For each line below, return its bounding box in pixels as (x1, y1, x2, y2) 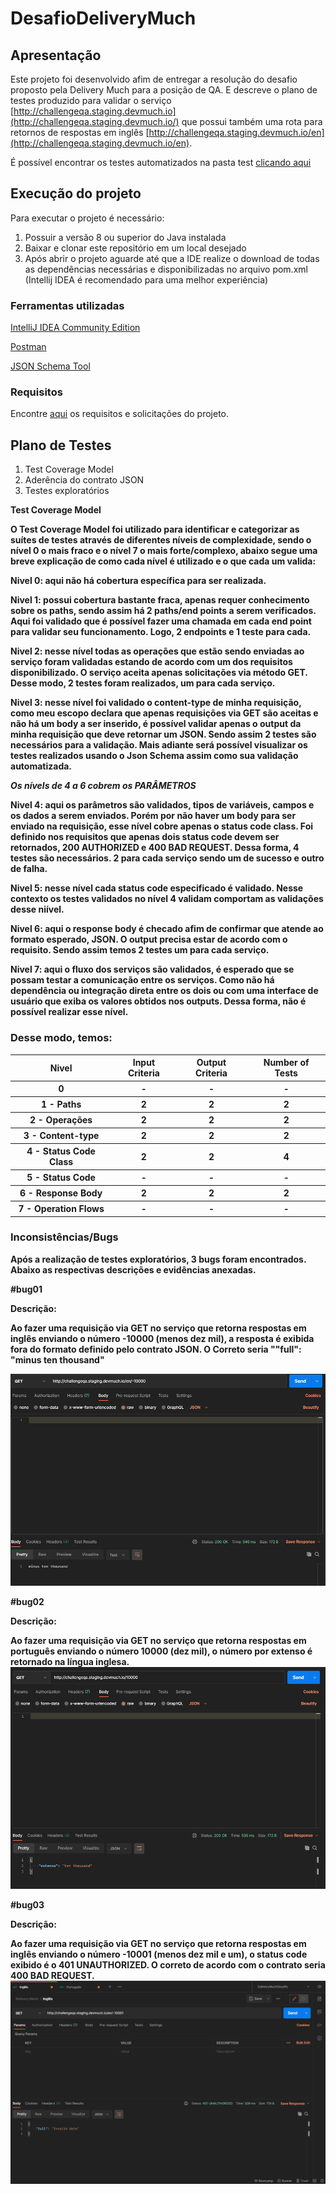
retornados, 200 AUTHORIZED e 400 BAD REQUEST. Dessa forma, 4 (10, 842, 300, 854)
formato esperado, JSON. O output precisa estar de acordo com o (10, 933, 288, 946)
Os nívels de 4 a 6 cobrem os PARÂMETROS (10, 780, 197, 792)
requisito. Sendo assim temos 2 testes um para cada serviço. (10, 944, 270, 956)
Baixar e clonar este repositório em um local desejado (24, 242, 247, 254)
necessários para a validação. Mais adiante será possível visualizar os (10, 739, 308, 751)
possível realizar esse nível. (10, 1006, 129, 1018)
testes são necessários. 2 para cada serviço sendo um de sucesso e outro (10, 852, 325, 864)
